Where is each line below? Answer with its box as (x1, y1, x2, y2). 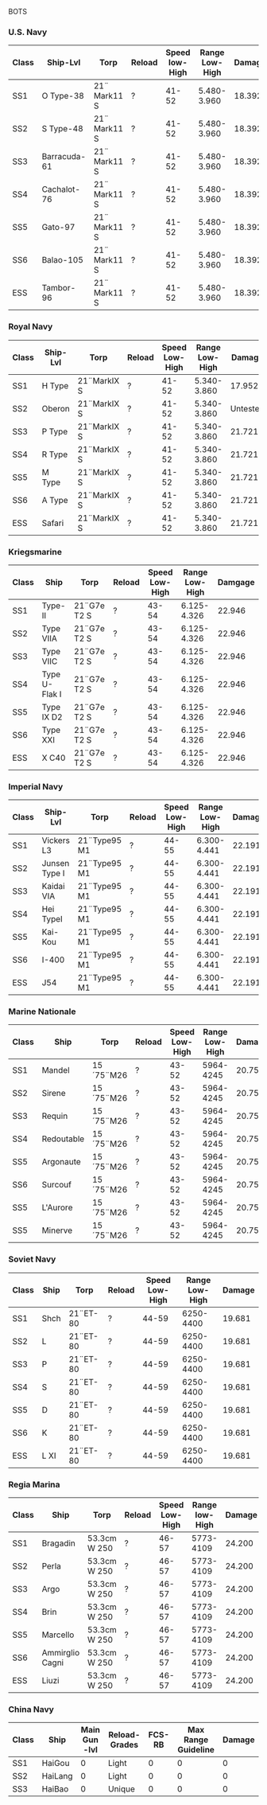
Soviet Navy (8, 1253, 56, 1265)
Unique (108, 1784, 135, 1795)
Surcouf (41, 1179, 72, 1191)
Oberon (41, 403, 70, 414)
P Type (41, 426, 68, 437)
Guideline (177, 1745, 215, 1756)
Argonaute (41, 1156, 81, 1168)
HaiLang (41, 1771, 73, 1782)
